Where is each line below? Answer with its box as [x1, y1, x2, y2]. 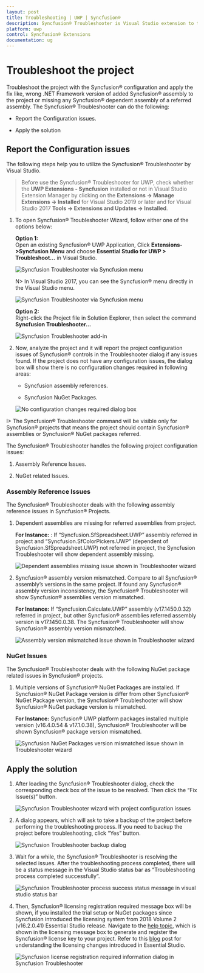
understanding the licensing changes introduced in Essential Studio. [15, 941, 186, 949]
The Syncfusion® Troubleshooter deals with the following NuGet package [6, 666, 190, 673]
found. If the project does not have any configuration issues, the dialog [15, 357, 192, 364]
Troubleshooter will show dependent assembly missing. [15, 550, 155, 558]
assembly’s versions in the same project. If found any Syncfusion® [15, 581, 182, 588]
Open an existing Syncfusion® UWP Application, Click [15, 241, 150, 248]
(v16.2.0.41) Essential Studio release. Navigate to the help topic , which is [15, 922, 196, 929]
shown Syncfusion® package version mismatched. [15, 728, 142, 736]
